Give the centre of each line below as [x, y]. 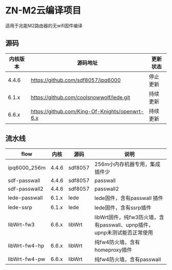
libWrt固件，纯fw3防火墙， [127, 217]
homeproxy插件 [113, 250]
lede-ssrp [20, 207]
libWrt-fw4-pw [27, 259]
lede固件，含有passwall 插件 [129, 198]
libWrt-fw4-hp [26, 245]
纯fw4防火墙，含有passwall [128, 259]
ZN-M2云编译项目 [43, 10]
